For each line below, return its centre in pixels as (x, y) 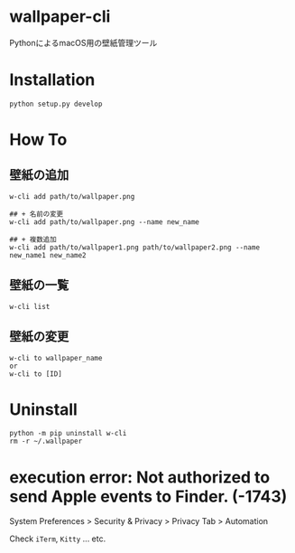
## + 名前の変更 (37, 214)
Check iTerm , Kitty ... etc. (58, 539)
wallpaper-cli (60, 17)
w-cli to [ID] (36, 374)
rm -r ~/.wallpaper (46, 441)
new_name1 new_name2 (48, 255)
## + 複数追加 (33, 239)
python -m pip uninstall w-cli (68, 434)
